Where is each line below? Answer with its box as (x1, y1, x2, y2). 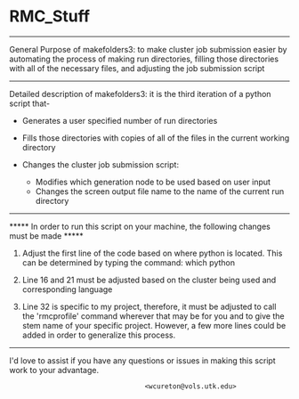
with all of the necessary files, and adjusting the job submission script (9, 62, 265, 73)
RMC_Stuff (9, 6, 91, 27)
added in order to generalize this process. (21, 330, 176, 340)
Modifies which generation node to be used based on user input (35, 176, 271, 187)
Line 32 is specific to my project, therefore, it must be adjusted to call (21, 301, 277, 312)
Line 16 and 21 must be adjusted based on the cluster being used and (21, 274, 277, 285)
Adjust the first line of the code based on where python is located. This (21, 248, 283, 258)
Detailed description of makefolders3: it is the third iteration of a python (9, 88, 271, 99)
